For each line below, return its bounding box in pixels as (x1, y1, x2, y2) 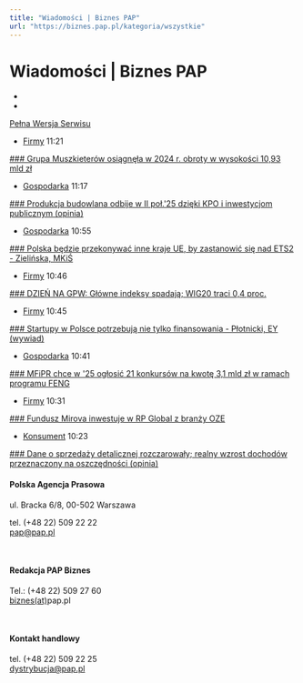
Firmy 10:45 (22, 306, 67, 316)
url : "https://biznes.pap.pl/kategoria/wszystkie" (9, 22, 206, 31)
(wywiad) (9, 333, 45, 344)
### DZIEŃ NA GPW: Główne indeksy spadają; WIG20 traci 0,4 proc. (9, 288, 267, 299)
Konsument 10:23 (22, 431, 88, 442)
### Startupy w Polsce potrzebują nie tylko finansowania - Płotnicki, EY (9, 324, 278, 335)
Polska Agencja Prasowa (9, 479, 106, 490)
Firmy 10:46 (22, 270, 68, 282)
